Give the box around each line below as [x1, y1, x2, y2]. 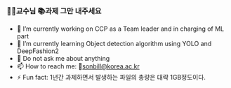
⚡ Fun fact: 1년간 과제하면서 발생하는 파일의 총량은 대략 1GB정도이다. [16, 73, 206, 82]
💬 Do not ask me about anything [16, 54, 110, 63]
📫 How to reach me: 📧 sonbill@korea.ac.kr [16, 62, 140, 71]
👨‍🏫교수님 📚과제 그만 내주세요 [6, 6, 102, 15]
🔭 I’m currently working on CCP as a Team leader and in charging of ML [16, 24, 225, 33]
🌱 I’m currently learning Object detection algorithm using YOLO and [16, 40, 212, 48]
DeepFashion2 [16, 47, 59, 55]
